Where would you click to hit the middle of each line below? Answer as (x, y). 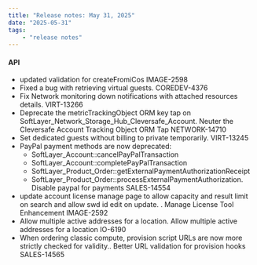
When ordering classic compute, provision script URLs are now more (131, 238)
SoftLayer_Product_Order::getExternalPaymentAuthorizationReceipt (141, 171)
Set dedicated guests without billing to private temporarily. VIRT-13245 (134, 138)
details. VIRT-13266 (51, 105)
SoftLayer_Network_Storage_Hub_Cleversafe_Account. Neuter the (127, 122)
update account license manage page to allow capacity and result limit (134, 196)
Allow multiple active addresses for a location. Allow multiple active (128, 221)
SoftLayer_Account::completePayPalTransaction (109, 163)
